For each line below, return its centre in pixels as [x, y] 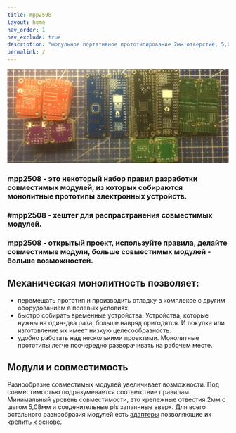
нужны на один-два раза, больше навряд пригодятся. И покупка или [121, 322]
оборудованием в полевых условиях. [73, 308]
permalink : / [26, 52]
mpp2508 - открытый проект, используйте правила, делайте [117, 243]
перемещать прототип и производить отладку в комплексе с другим [122, 300]
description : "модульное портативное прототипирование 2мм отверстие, [113, 45]
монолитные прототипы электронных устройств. [97, 196]
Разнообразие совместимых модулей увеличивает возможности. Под [113, 384]
